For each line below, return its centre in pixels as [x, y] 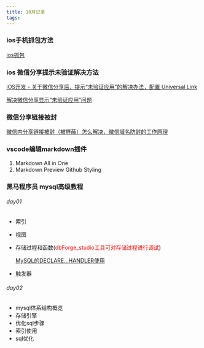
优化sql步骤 [30, 323]
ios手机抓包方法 [30, 41]
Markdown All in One [42, 163]
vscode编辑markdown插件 [47, 149]
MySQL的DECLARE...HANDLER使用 [60, 260]
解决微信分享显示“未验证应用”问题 [49, 100]
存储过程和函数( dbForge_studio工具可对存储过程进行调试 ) [88, 247]
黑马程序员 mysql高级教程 [45, 187]
